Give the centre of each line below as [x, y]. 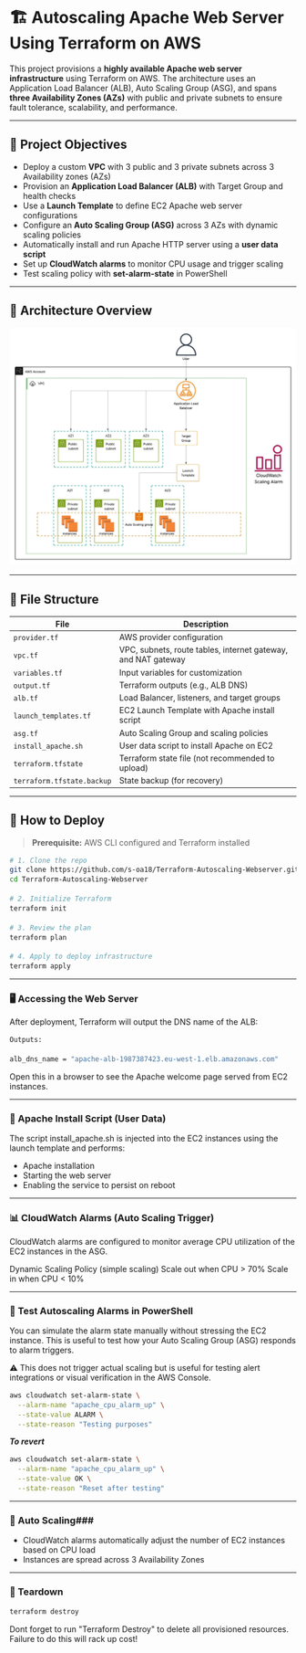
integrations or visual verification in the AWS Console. [110, 1377]
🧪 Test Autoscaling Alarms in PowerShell [102, 1311]
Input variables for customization [181, 672]
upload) [133, 768]
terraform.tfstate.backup [62, 782]
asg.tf [25, 733]
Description [206, 624]
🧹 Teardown [36, 1592]
